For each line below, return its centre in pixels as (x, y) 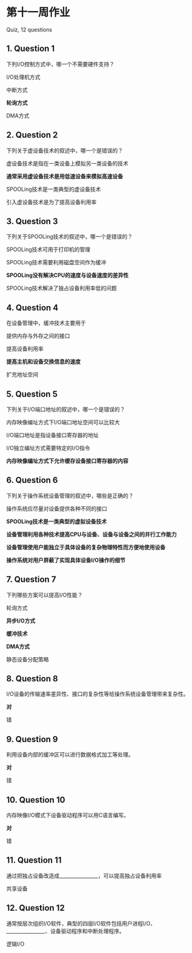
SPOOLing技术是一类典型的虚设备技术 (54, 189)
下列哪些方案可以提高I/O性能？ (45, 595)
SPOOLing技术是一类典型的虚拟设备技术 (57, 521)
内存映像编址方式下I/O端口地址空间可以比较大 (63, 422)
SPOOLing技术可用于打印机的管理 (48, 250)
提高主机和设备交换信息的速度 (43, 362)
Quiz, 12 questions (29, 29)
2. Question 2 (32, 135)
